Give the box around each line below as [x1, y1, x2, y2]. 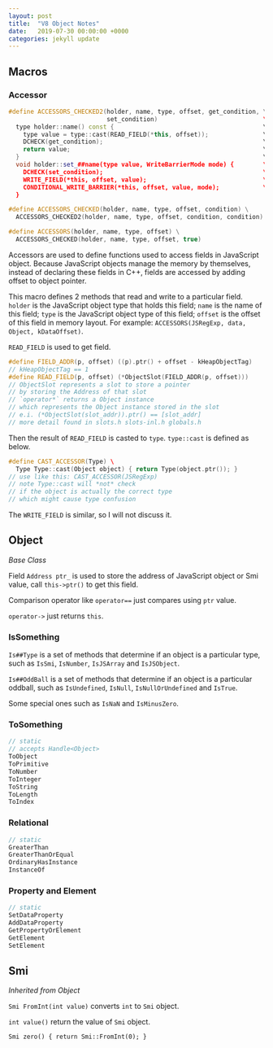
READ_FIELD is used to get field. [8, 342, 111, 352]
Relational [8, 817, 49, 828]
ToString [8, 783, 38, 791]
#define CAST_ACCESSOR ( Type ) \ [8, 457, 115, 465]
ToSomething [8, 719, 63, 731]
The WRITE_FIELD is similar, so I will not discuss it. [8, 510, 172, 520]
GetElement [8, 933, 45, 942]
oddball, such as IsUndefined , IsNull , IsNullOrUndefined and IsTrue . [8, 683, 238, 692]
